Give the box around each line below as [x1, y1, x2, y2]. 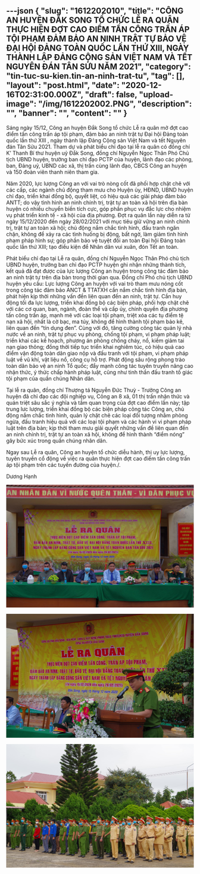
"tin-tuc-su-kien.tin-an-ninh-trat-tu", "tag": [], [6, 71, 185, 81]
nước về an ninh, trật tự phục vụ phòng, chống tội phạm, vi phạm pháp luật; [6, 330, 191, 338]
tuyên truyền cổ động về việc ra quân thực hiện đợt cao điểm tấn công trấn [6, 455, 190, 462]
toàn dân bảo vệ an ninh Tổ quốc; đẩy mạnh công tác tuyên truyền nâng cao [6, 362, 193, 369]
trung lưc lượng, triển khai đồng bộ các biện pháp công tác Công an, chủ [6, 405, 185, 413]
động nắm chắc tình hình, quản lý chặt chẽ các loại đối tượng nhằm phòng [6, 411, 189, 419]
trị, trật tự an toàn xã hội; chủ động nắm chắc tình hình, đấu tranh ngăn [6, 224, 180, 231]
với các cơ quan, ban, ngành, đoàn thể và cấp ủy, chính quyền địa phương [6, 305, 188, 313]
